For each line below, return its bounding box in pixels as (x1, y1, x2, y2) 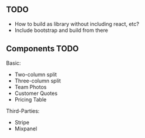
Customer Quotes (14, 90, 58, 97)
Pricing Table (14, 96, 47, 103)
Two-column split (14, 71, 57, 78)
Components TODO (6, 44, 79, 54)
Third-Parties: (6, 107, 40, 114)
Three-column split (14, 77, 61, 84)
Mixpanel (14, 125, 37, 132)
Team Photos (14, 83, 47, 90)
